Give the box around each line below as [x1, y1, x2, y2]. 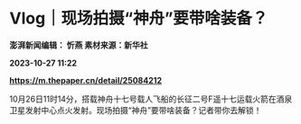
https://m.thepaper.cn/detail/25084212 [9, 75, 163, 85]
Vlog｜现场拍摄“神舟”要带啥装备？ [9, 8, 268, 29]
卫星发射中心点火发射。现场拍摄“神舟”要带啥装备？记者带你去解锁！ [9, 104, 262, 115]
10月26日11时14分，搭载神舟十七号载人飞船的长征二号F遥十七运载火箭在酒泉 [9, 93, 293, 104]
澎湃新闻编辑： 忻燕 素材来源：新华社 [9, 40, 148, 50]
